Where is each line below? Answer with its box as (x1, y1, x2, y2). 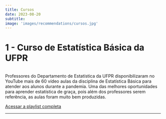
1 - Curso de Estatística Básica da (5, 42, 145, 53)
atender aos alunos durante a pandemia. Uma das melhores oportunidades (5, 84, 158, 89)
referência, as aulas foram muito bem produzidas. (5, 94, 106, 100)
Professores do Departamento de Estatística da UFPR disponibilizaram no (5, 73, 155, 79)
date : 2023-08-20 (5, 12, 41, 17)
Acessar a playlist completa (5, 104, 62, 110)
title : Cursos (5, 7, 35, 12)
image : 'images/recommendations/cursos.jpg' (5, 21, 98, 26)
